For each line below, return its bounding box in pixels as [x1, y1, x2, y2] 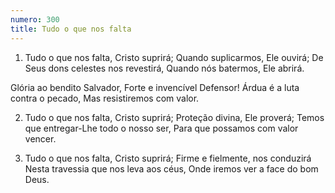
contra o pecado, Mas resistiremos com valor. [10, 92, 200, 104]
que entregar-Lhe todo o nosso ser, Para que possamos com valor [24, 122, 299, 134]
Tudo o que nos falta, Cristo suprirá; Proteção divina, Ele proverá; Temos [24, 111, 325, 123]
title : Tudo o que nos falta [10, 24, 132, 34]
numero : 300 [10, 14, 60, 25]
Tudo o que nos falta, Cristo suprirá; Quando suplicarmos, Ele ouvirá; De [24, 51, 324, 63]
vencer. [24, 132, 57, 145]
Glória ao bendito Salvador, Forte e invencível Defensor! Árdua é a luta [10, 81, 300, 93]
